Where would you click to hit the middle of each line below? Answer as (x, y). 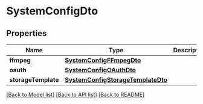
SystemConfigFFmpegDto (103, 60)
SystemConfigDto (52, 11)
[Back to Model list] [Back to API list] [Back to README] (76, 95)
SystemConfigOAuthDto (100, 70)
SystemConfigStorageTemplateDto (116, 80)
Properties (27, 33)
